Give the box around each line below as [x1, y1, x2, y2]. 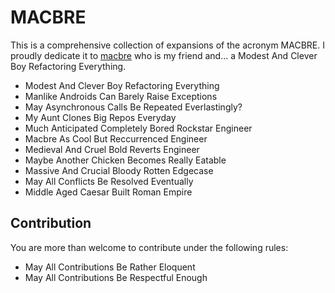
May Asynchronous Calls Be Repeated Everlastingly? [24, 101, 243, 113]
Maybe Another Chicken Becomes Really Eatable [24, 154, 227, 166]
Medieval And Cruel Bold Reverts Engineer [24, 143, 200, 155]
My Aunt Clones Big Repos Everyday [24, 111, 177, 123]
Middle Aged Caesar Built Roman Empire [24, 186, 193, 198]
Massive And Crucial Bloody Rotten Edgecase [24, 164, 214, 176]
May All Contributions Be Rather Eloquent [24, 261, 196, 273]
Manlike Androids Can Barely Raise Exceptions [24, 90, 218, 102]
